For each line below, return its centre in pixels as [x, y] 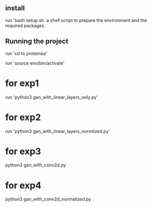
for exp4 [23, 185]
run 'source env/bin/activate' [35, 63]
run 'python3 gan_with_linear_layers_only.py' [52, 97]
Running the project [37, 41]
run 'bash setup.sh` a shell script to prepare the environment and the [76, 20]
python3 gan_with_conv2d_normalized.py [48, 199]
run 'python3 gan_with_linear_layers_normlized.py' [58, 131]
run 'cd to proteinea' [26, 53]
